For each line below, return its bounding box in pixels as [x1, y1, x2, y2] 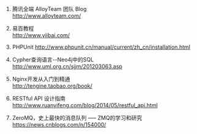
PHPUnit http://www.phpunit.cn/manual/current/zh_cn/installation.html [12, 43, 191, 51]
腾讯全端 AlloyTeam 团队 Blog [12, 5, 87, 12]
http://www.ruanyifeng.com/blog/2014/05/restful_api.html [12, 102, 158, 108]
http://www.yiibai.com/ [12, 32, 70, 38]
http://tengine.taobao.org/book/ [12, 82, 93, 90]
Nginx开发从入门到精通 [12, 76, 70, 82]
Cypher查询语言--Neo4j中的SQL [12, 56, 94, 63]
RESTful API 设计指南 [12, 95, 66, 102]
